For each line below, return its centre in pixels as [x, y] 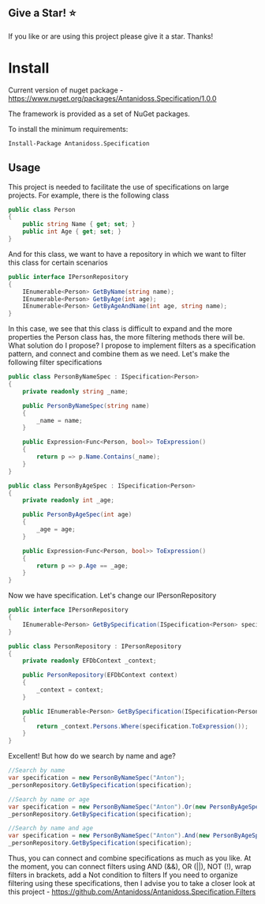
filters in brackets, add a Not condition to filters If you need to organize [123, 875]
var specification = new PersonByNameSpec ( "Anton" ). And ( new [109, 836]
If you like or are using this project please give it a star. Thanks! [111, 36]
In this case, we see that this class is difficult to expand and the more [120, 329]
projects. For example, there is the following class [89, 195]
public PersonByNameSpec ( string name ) [86, 405]
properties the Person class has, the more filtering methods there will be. [127, 337]
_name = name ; [60, 420]
